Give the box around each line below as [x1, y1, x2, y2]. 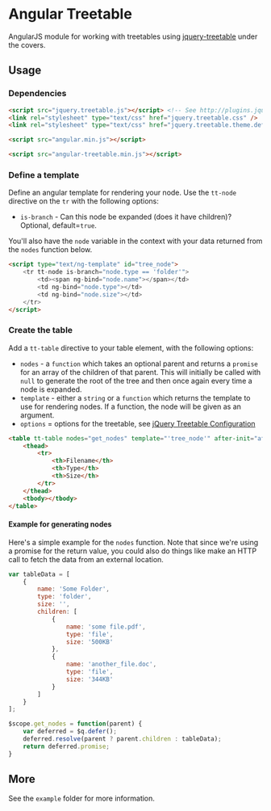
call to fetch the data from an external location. [8, 554, 164, 564]
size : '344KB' [65, 675, 114, 683]
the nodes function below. [8, 245, 93, 254]
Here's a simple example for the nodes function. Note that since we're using [8, 537, 259, 547]
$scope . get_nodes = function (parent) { [8, 720, 143, 728]
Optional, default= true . [19, 221, 97, 230]
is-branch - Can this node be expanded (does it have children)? [19, 212, 232, 222]
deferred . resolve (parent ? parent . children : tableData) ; [23, 735, 222, 743]
